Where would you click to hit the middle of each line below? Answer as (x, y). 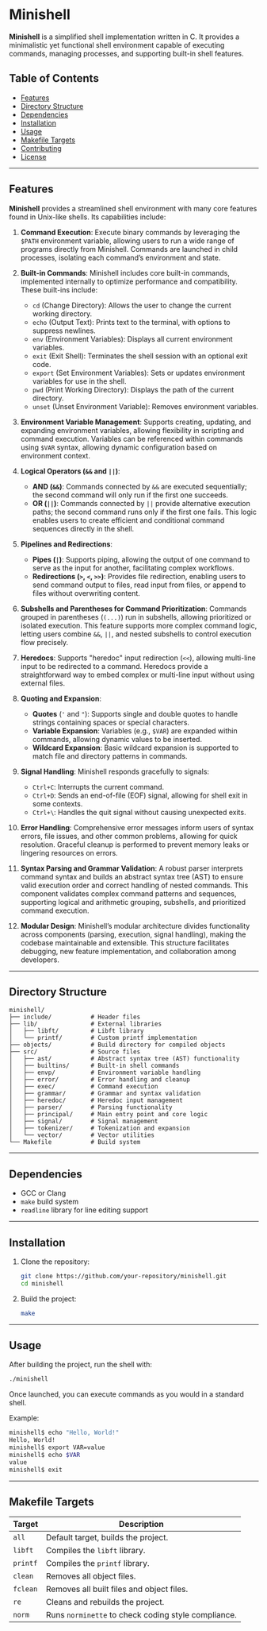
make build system (50, 1202)
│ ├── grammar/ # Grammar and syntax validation (105, 1094)
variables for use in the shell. (79, 381)
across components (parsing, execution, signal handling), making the (133, 934)
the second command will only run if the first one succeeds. (130, 495)
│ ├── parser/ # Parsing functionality (91, 1107)
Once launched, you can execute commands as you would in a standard (127, 1394)
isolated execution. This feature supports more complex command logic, (139, 625)
